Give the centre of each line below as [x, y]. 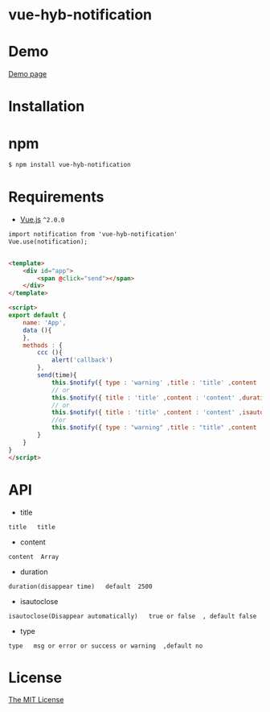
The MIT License [36, 700]
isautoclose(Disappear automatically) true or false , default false [133, 616]
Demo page [28, 74]
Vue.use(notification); [48, 242]
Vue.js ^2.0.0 [42, 220]
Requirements [56, 197]
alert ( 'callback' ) [82, 360]
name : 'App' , [45, 323]
